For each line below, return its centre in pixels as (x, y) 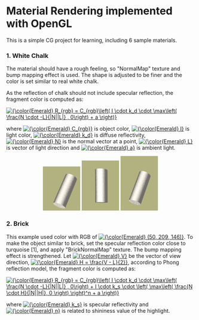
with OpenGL (39, 24)
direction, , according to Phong (93, 262)
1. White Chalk (27, 56)
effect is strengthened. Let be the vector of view (94, 256)
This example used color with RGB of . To (99, 236)
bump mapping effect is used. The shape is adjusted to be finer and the (94, 75)
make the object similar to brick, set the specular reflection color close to (96, 243)
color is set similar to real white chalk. (53, 81)
